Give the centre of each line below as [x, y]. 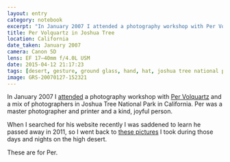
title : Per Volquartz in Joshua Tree [61, 33]
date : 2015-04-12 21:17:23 [46, 65]
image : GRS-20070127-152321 [47, 77]
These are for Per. [33, 152]
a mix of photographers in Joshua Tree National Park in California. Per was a [115, 104]
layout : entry [27, 13]
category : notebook [35, 20]
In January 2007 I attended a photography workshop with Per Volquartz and [114, 97]
